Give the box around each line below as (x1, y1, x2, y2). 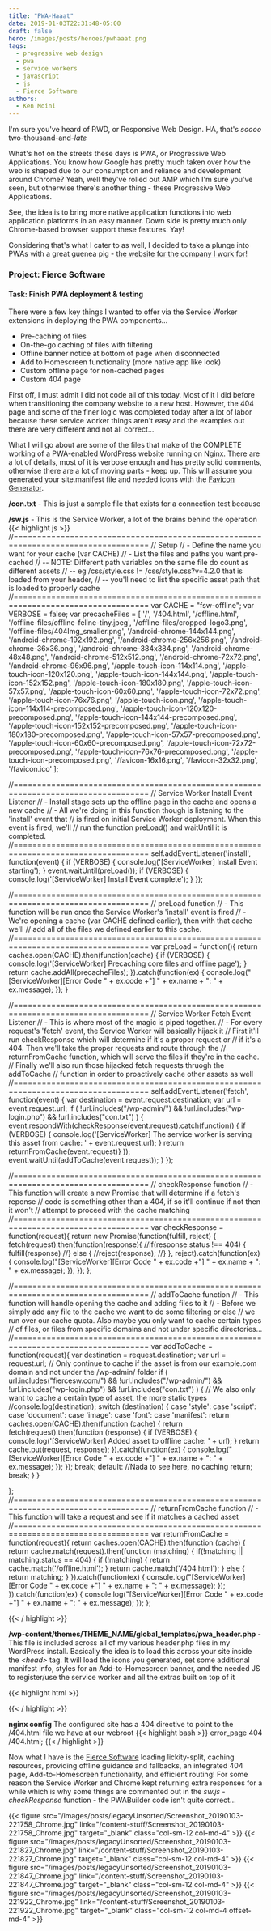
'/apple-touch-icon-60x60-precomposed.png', (8, 738, 164, 748)
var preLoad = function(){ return (150, 942, 258, 951)
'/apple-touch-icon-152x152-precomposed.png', (8, 721, 170, 731)
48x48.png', (8, 653, 49, 662)
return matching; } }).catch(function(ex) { (8, 1572, 146, 1582)
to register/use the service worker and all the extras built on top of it (8, 1673, 235, 1682)
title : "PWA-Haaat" (8, 11, 74, 20)
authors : (8, 95, 38, 103)
